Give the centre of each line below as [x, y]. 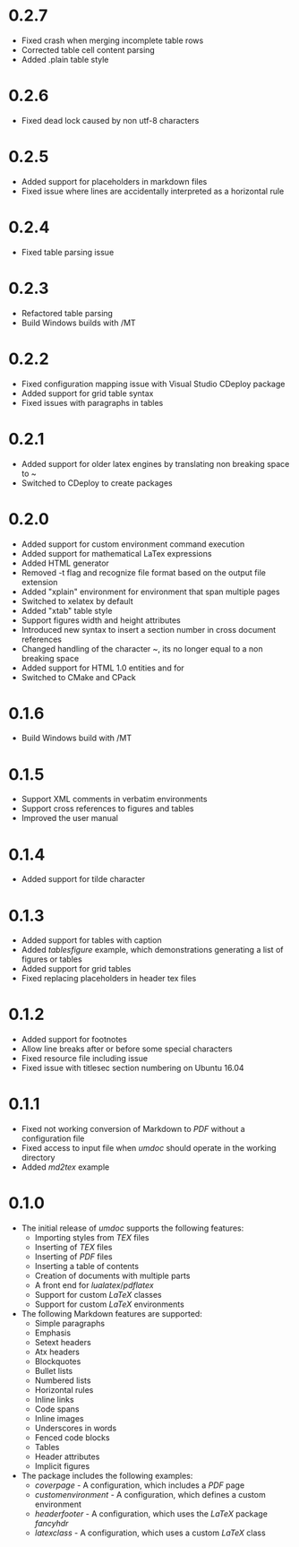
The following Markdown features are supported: [111, 1314]
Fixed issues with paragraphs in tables [92, 402]
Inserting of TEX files [73, 1248]
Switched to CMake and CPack [78, 677]
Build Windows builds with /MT [78, 323]
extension [39, 582]
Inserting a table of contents [87, 1266]
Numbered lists [63, 1380]
